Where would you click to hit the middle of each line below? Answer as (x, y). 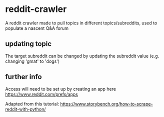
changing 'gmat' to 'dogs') (32, 61)
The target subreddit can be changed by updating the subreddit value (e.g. (82, 56)
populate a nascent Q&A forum (37, 28)
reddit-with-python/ (25, 109)
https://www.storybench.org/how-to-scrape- (106, 104)
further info (23, 77)
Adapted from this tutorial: (32, 104)
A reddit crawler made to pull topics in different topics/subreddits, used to (81, 23)
